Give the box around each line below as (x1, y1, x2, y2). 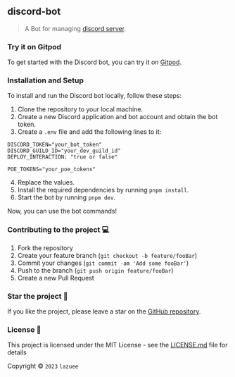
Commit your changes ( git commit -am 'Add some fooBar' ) (17, 259, 189, 267)
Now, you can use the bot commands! (7, 207, 118, 216)
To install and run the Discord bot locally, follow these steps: (7, 92, 182, 100)
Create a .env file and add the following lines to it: (17, 128, 162, 136)
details (7, 348, 27, 357)
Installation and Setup (7, 75, 84, 85)
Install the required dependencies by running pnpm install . (17, 186, 189, 194)
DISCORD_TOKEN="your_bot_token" (7, 141, 102, 149)
